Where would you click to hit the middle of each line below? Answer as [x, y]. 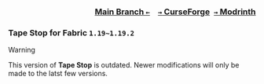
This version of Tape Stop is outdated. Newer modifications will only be [124, 65]
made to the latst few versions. [58, 74]
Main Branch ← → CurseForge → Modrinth [175, 12]
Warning [22, 50]
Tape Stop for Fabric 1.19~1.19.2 [71, 32]
